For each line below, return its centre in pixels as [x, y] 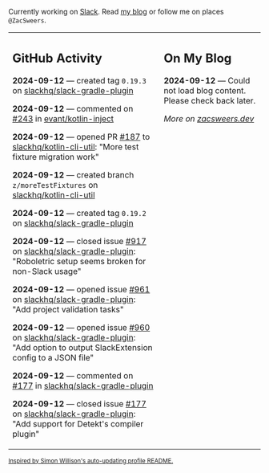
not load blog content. [205, 90]
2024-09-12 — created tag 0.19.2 [79, 213]
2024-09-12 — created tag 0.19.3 [79, 80]
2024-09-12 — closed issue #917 [79, 241]
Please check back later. [210, 100]
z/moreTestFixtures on [55, 185]
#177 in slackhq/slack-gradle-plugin [83, 385]
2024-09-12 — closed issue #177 [79, 403]
